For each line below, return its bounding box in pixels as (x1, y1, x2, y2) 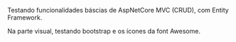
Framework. (7, 13, 43, 22)
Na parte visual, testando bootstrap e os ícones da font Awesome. (7, 27, 201, 35)
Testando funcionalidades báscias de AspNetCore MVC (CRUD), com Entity (7, 6, 229, 14)
